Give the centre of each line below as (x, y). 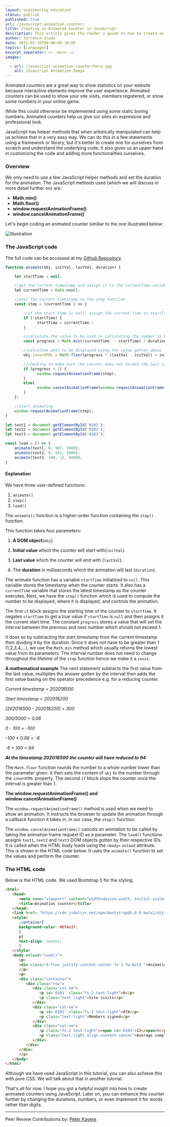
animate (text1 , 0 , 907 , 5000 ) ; (47, 448)
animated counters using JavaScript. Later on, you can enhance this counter (85, 1094)
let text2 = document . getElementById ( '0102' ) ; (55, 430)
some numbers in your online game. (43, 101)
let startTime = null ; (38, 277)
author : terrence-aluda (30, 38)
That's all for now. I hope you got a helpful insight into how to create (76, 1089)
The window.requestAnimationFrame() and (51, 793)
